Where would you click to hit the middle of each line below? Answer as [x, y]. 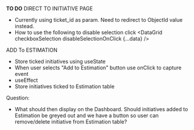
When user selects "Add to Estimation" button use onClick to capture [98, 68]
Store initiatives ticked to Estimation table [64, 86]
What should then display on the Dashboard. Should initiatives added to [101, 109]
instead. [24, 26]
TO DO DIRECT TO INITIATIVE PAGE [49, 9]
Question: [18, 98]
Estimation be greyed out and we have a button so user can [86, 115]
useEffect [26, 80]
